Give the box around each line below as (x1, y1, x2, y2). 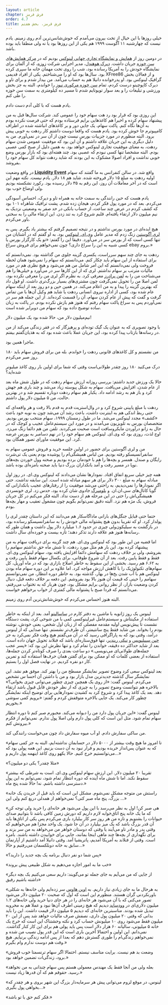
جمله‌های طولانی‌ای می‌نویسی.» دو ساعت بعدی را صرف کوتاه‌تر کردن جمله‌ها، (5, 648, 149, 654)
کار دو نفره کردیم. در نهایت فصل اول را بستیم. (5, 658, 92, 664)
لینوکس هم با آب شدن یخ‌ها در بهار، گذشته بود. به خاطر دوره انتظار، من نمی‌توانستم (5, 570, 160, 576)
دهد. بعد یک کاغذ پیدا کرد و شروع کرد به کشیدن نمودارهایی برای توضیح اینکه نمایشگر (5, 689, 162, 695)
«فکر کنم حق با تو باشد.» (5, 994, 53, 1000)
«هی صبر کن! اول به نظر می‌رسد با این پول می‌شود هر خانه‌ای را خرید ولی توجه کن (5, 805, 159, 811)
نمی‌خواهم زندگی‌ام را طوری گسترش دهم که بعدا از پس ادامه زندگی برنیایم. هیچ (5, 934, 154, 940)
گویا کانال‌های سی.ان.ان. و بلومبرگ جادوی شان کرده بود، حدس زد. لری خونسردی (5, 487, 157, 493)
